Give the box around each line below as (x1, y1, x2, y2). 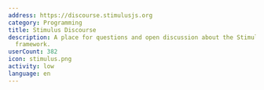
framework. (15, 41, 51, 49)
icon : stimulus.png (8, 56, 72, 63)
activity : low (8, 63, 55, 70)
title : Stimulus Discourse (8, 26, 97, 34)
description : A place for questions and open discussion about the (8, 33, 234, 41)
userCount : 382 (8, 48, 58, 56)
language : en (8, 70, 51, 77)
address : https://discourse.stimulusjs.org (8, 11, 153, 20)
